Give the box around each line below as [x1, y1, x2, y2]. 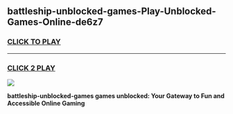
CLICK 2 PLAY [7, 63, 55, 73]
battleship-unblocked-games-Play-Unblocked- [7, 6, 216, 17]
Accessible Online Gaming [7, 99, 85, 107]
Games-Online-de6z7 [7, 17, 103, 28]
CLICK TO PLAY [7, 37, 61, 47]
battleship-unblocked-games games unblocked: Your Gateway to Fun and [7, 91, 225, 99]
